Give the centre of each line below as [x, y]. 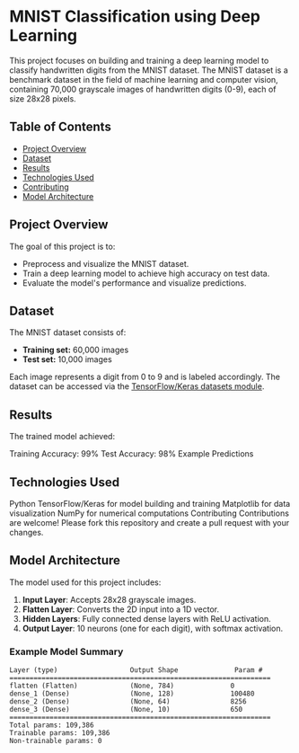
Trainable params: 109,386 [60, 733]
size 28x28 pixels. [43, 98]
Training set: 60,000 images [75, 350]
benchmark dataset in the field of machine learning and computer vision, [144, 79]
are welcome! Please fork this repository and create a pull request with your [149, 523]
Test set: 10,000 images [67, 359]
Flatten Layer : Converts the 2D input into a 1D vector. [121, 609]
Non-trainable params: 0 [56, 741]
